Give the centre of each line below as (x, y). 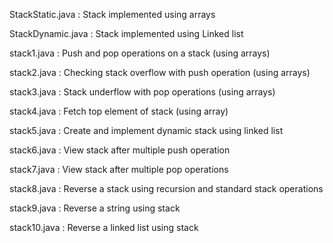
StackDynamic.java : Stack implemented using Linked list (126, 33)
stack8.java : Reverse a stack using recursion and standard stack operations (166, 188)
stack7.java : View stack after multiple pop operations (119, 169)
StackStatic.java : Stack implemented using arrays (112, 14)
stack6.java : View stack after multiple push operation (120, 150)
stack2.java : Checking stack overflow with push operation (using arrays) (160, 72)
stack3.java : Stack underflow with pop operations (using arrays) (142, 92)
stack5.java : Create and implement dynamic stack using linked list (146, 130)
